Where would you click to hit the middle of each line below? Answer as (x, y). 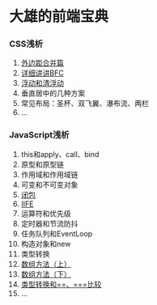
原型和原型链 (42, 164)
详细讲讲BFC (42, 73)
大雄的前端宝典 (59, 17)
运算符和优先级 (46, 213)
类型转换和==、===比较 (61, 284)
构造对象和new (46, 244)
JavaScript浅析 (39, 135)
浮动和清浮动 (42, 83)
